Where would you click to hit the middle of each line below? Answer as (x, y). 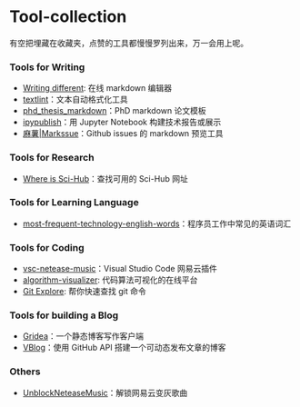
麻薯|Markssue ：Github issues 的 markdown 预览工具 (123, 134)
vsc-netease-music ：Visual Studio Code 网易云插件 (120, 269)
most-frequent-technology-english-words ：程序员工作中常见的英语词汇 (157, 223)
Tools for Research (52, 158)
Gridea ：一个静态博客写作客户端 (83, 336)
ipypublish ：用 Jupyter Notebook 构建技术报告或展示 (122, 122)
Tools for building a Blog (64, 315)
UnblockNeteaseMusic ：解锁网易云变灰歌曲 (105, 392)
